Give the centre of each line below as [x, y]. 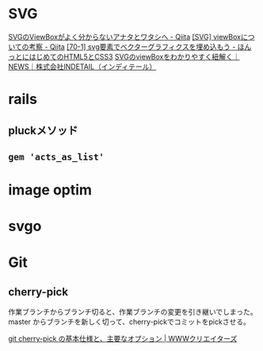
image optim [50, 190]
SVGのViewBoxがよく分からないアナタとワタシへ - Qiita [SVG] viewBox [125, 37]
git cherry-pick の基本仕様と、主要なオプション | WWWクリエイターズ [123, 339]
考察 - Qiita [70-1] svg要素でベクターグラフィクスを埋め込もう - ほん [140, 46]
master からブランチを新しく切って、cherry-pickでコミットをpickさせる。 [130, 322]
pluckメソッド [43, 131]
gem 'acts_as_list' [56, 157]
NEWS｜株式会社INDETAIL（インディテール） [82, 66]
